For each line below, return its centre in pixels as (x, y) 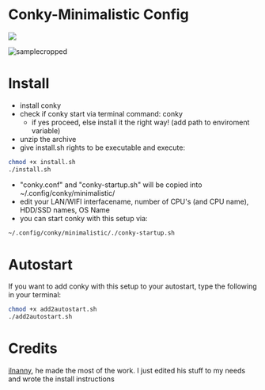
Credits (33, 348)
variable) (46, 130)
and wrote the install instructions (61, 379)
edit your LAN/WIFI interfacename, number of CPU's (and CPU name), (134, 201)
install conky (40, 105)
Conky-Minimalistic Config (98, 15)
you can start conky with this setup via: (83, 218)
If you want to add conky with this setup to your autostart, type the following (132, 286)
